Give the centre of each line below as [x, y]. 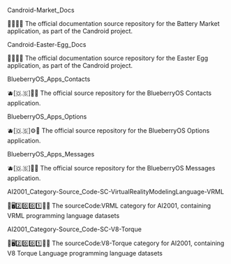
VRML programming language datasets [64, 215]
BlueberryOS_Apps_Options [47, 117]
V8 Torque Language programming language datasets [85, 253]
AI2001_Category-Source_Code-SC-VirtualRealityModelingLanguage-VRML [116, 192]
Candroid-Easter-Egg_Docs [47, 44]
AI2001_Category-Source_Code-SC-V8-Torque [74, 229]
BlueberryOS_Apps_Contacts [49, 79]
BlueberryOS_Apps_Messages [51, 154]
